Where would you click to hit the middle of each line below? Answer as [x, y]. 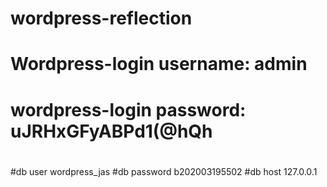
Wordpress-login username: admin [159, 64]
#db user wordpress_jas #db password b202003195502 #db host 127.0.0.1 [164, 171]
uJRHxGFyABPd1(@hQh [111, 131]
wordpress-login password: [128, 109]
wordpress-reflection [101, 18]
